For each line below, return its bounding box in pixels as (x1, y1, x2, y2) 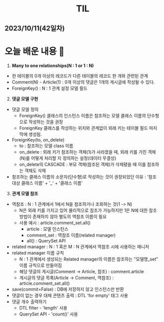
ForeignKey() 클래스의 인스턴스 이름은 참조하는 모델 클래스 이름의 (19, 112, 146, 118)
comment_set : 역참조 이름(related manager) (26, 232, 116, 238)
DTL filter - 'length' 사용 (19, 305, 67, 311)
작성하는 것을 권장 (28, 119, 63, 125)
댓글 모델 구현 (11, 95, 38, 102)
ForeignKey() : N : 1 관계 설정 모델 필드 (11, 85, 88, 91)
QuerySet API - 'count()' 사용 (19, 311, 78, 317)
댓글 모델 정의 (11, 106, 39, 112)
